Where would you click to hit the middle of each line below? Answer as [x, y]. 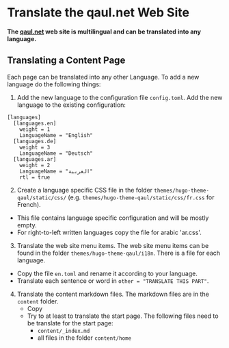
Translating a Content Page [66, 61]
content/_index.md [64, 331]
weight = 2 [35, 165]
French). [29, 204]
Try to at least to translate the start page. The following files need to [123, 316]
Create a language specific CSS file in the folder [84, 190]
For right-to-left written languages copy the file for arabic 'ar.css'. [109, 232]
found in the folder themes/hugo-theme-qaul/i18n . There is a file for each [119, 253]
